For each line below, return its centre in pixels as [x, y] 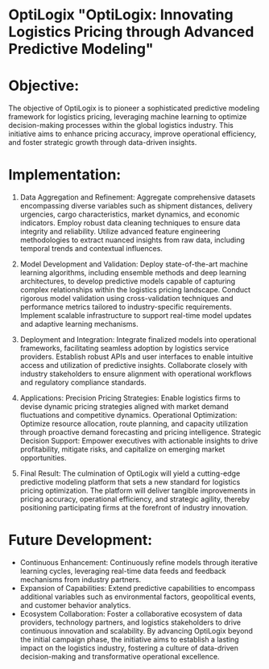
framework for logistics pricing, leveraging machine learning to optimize [128, 117]
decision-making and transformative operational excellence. [120, 657]
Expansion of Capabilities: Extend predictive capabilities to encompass [137, 588]
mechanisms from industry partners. [81, 580]
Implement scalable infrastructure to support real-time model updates [136, 316]
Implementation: [65, 175]
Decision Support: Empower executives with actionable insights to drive [139, 441]
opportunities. [43, 458]
